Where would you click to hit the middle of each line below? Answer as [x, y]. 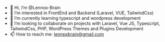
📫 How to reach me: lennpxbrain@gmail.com [57, 34]
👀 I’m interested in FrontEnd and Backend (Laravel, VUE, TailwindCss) [82, 13]
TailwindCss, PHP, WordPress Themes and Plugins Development [77, 29]
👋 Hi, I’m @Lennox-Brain [35, 8]
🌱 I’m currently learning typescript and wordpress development [75, 18]
